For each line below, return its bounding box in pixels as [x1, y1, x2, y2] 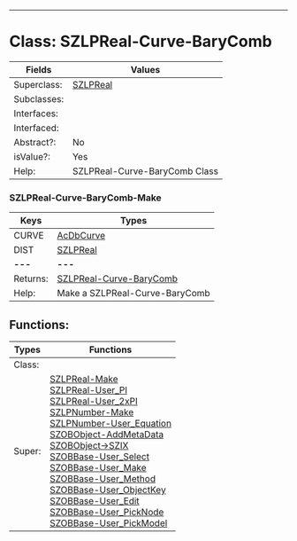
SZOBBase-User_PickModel [49, 517, 168, 529]
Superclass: [13, 78, 63, 90]
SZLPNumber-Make [49, 406, 134, 419]
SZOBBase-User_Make [49, 462, 147, 474]
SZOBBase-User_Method [49, 473, 156, 485]
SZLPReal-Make [49, 373, 118, 386]
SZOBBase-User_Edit [49, 495, 140, 507]
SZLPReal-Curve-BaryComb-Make [9, 192, 162, 204]
